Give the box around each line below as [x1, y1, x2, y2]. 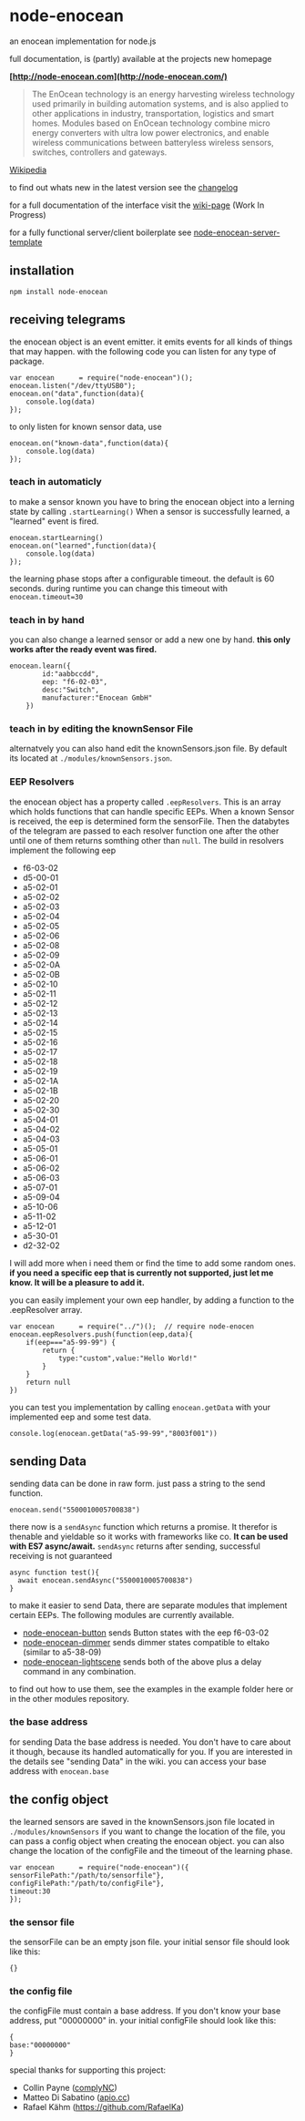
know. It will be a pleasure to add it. [9, 1276, 146, 1287]
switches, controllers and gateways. [31, 147, 168, 158]
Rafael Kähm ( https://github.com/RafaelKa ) [22, 2102, 185, 2113]
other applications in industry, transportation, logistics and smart [31, 108, 275, 118]
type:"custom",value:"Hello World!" [57, 1354, 198, 1363]
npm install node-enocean [9, 287, 107, 296]
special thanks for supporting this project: [9, 2065, 167, 2075]
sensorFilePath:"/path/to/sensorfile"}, [9, 1870, 166, 1880]
